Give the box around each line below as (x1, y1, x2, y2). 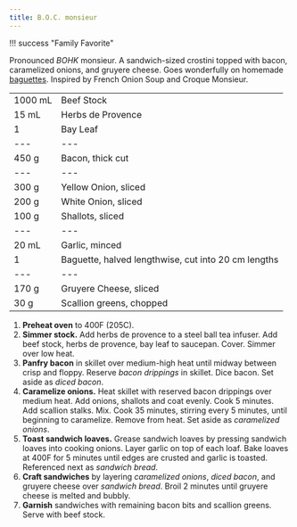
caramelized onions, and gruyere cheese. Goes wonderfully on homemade (9, 64, 284, 75)
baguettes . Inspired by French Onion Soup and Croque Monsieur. (9, 73, 249, 85)
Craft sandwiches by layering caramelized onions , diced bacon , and (21, 471, 276, 482)
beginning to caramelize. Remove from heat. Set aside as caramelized (21, 414, 280, 424)
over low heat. (21, 348, 75, 358)
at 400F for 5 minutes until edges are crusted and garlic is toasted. (21, 452, 268, 463)
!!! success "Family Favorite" (9, 37, 114, 48)
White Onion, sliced (61, 195, 143, 208)
